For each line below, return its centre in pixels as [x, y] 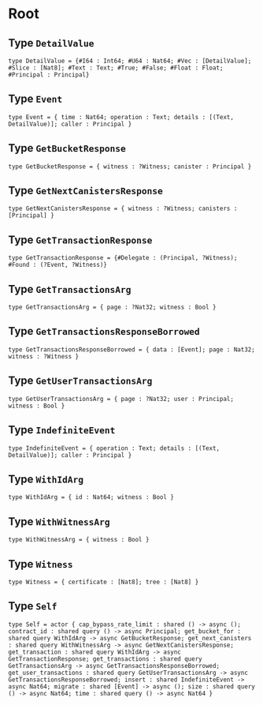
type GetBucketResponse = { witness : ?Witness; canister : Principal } [130, 167]
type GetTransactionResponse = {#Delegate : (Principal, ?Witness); [123, 258]
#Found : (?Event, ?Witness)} [58, 265]
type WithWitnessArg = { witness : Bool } [79, 540]
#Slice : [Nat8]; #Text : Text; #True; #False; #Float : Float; [116, 68]
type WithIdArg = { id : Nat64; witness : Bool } [91, 497]
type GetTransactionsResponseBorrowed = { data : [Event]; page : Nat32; [132, 349]
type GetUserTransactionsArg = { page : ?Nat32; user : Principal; [121, 399]
